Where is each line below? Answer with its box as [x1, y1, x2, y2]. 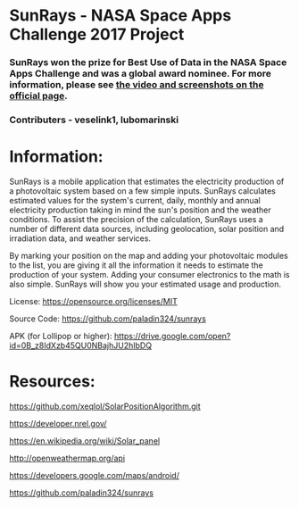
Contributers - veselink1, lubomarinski [9, 113, 179, 126]
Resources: [9, 371, 96, 392]
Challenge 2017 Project [9, 24, 185, 45]
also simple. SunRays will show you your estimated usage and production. [9, 278, 282, 289]
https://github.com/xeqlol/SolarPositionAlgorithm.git [9, 401, 201, 411]
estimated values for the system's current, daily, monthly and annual [9, 195, 261, 205]
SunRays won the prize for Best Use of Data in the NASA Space [9, 56, 287, 69]
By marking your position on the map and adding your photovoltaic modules [9, 250, 288, 261]
